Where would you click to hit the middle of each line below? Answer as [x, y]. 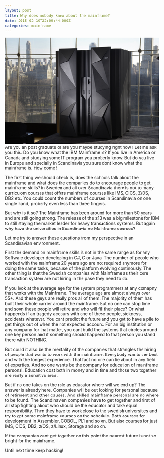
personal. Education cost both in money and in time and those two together [81, 370]
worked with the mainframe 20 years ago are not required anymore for [76, 263]
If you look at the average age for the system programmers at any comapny [81, 288]
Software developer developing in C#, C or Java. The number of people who [82, 258]
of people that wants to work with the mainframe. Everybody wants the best [81, 354]
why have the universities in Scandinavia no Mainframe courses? [70, 229]
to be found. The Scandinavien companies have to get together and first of [80, 400]
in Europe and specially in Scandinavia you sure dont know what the [74, 163]
